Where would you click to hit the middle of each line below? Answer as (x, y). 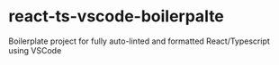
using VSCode (35, 50)
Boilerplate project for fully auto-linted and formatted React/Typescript (139, 41)
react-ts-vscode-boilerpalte (116, 16)
